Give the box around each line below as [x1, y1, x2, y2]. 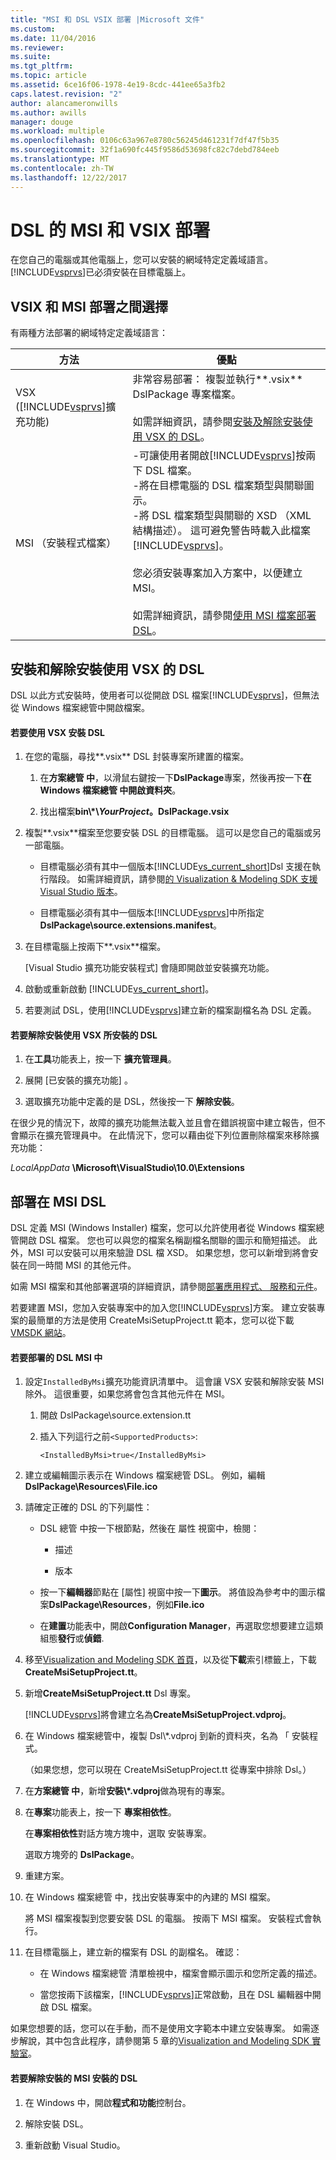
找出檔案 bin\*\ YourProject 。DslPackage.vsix [39, 806, 230, 818]
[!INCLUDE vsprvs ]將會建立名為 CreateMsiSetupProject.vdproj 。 [24, 1709, 292, 1721]
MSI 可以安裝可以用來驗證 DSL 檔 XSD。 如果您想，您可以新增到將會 [27, 1247, 310, 1259]
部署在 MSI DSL [10, 1193, 107, 1210]
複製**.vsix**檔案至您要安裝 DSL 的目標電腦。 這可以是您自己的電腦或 [24, 827, 313, 839]
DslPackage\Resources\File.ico [24, 1481, 158, 1493]
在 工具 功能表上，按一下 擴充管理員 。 [24, 1053, 177, 1065]
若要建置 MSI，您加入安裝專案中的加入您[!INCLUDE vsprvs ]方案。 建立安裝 [10, 1302, 317, 1314]
